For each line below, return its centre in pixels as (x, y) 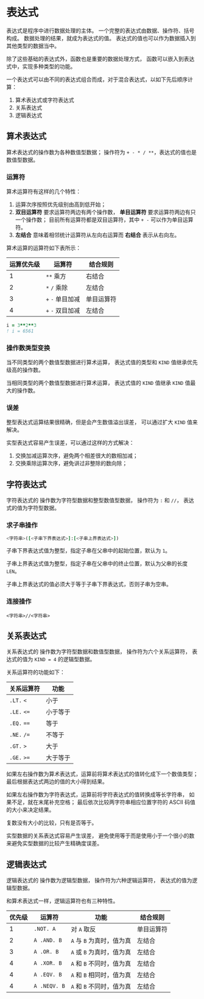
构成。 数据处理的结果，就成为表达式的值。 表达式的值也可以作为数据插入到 (101, 38)
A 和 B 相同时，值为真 (101, 975)
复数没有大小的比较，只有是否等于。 (52, 823)
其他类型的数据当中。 (33, 46)
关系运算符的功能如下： (36, 672)
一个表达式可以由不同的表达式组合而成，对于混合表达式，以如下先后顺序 (97, 79)
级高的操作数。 (25, 370)
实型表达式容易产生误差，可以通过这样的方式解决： (70, 443)
